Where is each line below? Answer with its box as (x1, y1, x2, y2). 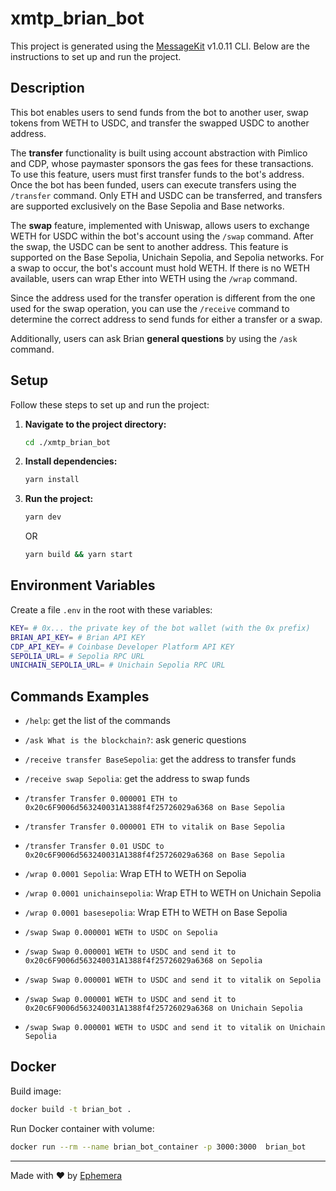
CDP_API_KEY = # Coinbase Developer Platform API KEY (10, 642, 235, 652)
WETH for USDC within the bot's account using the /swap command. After (10, 230, 314, 242)
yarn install (24, 475, 80, 485)
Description (10, 80, 85, 97)
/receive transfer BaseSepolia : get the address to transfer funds (24, 753, 297, 766)
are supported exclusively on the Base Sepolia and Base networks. (10, 200, 285, 212)
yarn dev (24, 512, 62, 522)
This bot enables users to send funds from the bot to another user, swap (10, 106, 309, 118)
